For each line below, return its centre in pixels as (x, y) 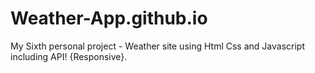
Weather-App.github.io (109, 18)
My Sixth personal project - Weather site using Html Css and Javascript (157, 46)
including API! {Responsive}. (69, 56)
